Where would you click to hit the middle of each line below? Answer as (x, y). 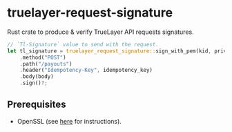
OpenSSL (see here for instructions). (69, 121)
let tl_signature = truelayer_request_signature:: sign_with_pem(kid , (109, 51)
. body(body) (37, 77)
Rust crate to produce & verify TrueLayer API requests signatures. (101, 32)
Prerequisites (37, 105)
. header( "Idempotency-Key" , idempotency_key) (86, 70)
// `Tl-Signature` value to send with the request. (83, 44)
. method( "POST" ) (43, 57)
